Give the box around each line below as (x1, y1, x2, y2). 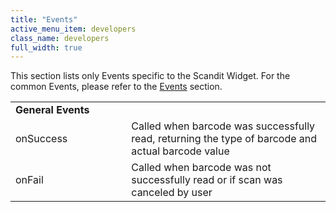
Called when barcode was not (131, 161, 272, 175)
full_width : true (10, 42, 83, 53)
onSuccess (15, 132, 68, 146)
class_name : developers (10, 33, 110, 43)
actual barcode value (131, 144, 230, 158)
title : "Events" (10, 14, 78, 25)
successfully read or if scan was (131, 173, 283, 187)
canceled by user (131, 186, 213, 200)
